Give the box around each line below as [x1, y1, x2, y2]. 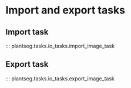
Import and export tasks [5, 4, 126, 17]
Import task [5, 27, 49, 37]
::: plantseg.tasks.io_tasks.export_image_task [5, 75, 115, 82]
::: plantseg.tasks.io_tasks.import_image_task [5, 42, 115, 49]
